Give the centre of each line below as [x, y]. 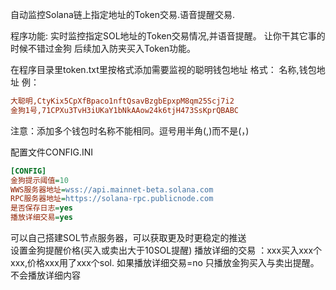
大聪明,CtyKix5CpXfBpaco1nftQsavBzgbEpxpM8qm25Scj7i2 [122, 101]
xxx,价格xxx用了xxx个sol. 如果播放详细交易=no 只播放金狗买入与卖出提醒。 [165, 262]
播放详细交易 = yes [42, 218]
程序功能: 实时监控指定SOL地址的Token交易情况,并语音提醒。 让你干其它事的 [168, 36]
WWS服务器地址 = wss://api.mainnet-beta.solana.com [112, 189]
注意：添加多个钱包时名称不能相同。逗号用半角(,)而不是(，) [130, 130]
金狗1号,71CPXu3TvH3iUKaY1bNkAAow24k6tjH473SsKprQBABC [124, 110]
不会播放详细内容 [45, 275]
